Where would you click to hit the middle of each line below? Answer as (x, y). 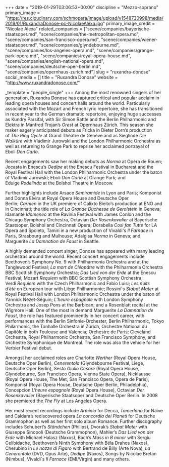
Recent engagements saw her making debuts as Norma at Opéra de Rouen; (84, 161)
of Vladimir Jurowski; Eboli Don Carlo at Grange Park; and (66, 178)
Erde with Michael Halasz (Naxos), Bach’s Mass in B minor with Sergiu (78, 437)
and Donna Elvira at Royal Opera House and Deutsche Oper (67, 198)
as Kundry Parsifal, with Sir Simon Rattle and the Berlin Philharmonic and (81, 119)
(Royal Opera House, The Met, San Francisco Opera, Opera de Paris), (77, 379)
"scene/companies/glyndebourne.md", (79, 45)
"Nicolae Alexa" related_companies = (44, 29)
